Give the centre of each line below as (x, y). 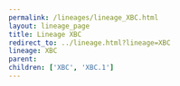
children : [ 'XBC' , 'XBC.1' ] (62, 68)
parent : (23, 59)
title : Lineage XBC (45, 34)
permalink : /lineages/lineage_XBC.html (84, 17)
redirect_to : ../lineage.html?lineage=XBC (90, 43)
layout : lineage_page (49, 26)
